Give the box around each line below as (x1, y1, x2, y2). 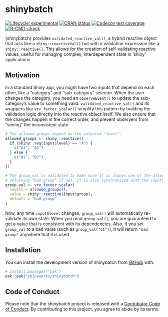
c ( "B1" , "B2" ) (14, 154, 43, 160)
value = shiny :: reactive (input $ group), (9, 192, 93, 197)
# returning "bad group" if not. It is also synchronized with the (5, 178, 149, 183)
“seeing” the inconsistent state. (5, 121, 70, 127)
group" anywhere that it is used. (5, 231, 71, 237)
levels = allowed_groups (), (9, 187, 68, 192)
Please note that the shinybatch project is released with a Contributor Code (5, 301, 160, 307)
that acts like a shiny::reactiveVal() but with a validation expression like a (5, 40, 159, 46)
